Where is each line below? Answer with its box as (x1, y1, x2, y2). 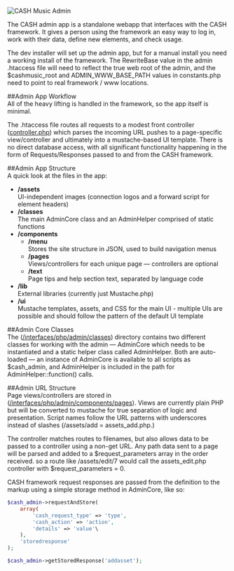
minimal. (7, 107, 32, 115)
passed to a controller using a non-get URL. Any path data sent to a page (7, 442, 219, 450)
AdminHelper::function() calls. (7, 370, 94, 378)
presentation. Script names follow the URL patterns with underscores (7, 414, 207, 422)
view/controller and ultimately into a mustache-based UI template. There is (7, 135, 223, 144)
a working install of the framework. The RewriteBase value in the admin (7, 56, 213, 65)
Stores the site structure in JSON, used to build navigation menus (27, 245, 217, 253)
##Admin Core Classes (7, 325, 74, 333)
